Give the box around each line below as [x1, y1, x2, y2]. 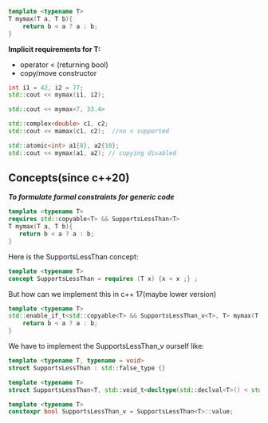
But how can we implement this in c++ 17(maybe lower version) [8, 289, 217, 298]
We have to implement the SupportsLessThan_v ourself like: [8, 342, 205, 351]
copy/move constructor [19, 68, 97, 77]
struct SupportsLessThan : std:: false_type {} [8, 364, 166, 372]
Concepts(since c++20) [8, 172, 130, 185]
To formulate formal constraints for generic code [8, 192, 175, 202]
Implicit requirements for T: [8, 44, 101, 53]
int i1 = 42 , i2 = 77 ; [8, 84, 84, 92]
